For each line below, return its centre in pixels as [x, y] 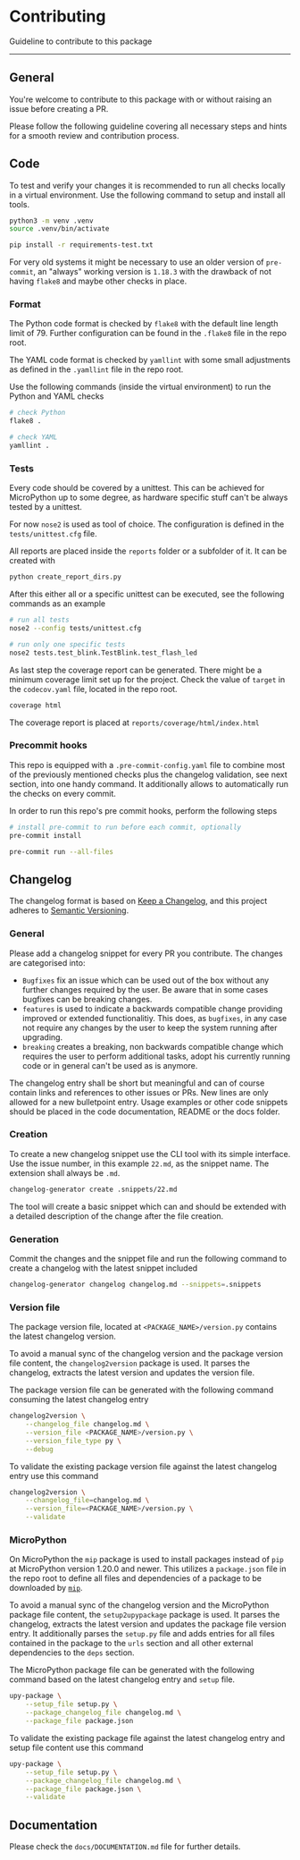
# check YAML [33, 437]
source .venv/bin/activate [59, 229]
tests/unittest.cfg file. [53, 534]
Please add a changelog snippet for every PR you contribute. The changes [146, 953]
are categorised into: [47, 962]
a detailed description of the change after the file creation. [117, 1216]
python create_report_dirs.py [66, 577]
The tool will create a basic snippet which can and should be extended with [148, 1206]
